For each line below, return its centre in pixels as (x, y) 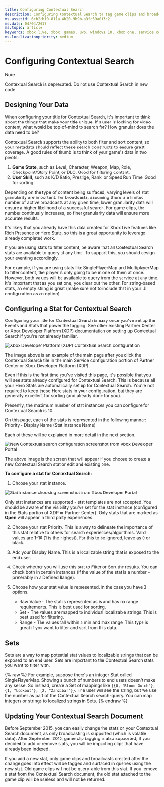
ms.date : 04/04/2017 (26, 23)
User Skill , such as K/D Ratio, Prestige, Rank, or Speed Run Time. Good (84, 177)
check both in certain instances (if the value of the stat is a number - (81, 572)
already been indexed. (28, 749)
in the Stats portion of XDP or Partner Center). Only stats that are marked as (81, 513)
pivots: (12, 157)
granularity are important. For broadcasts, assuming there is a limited (74, 197)
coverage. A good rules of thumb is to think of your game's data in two (76, 152)
